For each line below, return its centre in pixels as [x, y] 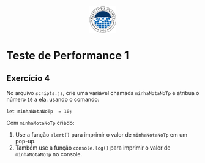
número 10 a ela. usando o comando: [53, 99]
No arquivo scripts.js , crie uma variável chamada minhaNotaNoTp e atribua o [103, 93]
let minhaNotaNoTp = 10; [39, 112]
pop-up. [25, 141]
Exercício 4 [28, 78]
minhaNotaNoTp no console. [49, 154]
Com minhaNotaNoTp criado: [40, 123]
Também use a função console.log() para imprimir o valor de [93, 148]
